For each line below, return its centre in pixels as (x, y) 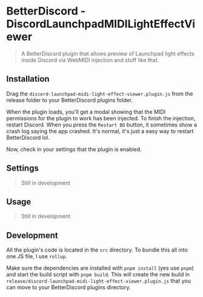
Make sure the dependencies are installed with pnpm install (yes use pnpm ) (100, 268)
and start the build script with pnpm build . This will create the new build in (98, 275)
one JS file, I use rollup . (37, 256)
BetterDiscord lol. (28, 137)
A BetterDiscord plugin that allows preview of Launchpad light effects (108, 53)
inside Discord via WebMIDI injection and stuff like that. (90, 60)
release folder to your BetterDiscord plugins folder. (70, 100)
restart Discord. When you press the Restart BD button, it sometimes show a (102, 125)
